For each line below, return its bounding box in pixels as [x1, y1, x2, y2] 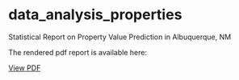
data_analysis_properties [8, 6, 182, 24]
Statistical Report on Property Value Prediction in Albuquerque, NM [8, 32, 232, 42]
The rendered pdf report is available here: [8, 47, 148, 57]
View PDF [8, 62, 41, 73]
